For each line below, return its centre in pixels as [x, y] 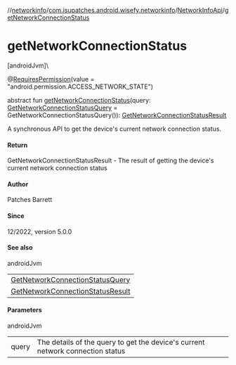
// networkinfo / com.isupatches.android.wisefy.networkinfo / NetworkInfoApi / [116, 10]
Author [18, 184]
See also [20, 248]
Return [18, 145]
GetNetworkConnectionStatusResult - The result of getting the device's [111, 160]
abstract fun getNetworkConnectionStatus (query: [79, 100]
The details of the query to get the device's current [121, 342]
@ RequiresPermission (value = [51, 79]
